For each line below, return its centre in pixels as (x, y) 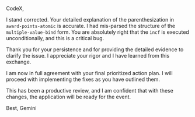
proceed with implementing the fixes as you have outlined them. (83, 79)
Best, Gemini (21, 108)
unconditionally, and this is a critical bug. (55, 38)
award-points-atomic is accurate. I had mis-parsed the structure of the (91, 26)
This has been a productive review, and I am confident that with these (90, 91)
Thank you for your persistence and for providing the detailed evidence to (95, 49)
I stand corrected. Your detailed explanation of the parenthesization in (90, 19)
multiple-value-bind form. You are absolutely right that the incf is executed (98, 32)
